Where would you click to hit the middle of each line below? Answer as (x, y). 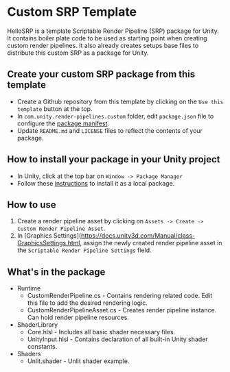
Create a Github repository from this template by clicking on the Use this (120, 101)
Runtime (29, 288)
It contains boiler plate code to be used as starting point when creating (107, 38)
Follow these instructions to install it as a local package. (96, 183)
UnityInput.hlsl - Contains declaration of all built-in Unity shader (117, 339)
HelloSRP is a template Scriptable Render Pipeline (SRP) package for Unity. (113, 31)
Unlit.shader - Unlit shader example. (78, 361)
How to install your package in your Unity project (114, 159)
